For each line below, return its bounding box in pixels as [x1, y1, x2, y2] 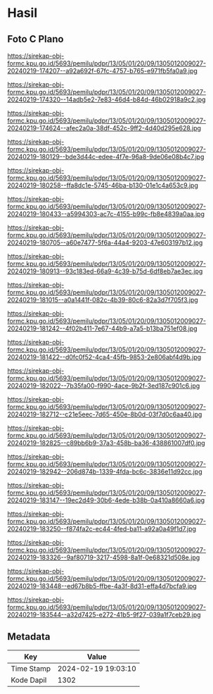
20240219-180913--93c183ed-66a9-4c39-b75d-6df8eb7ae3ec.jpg [7, 267, 203, 275]
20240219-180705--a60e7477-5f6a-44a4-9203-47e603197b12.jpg [7, 238, 203, 247]
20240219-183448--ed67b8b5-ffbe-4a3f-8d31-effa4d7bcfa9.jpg [7, 582, 197, 590]
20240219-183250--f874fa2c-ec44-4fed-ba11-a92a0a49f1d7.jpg [7, 525, 197, 533]
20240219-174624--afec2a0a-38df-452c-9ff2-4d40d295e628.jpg [7, 124, 202, 132]
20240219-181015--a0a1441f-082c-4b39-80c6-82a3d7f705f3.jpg [7, 296, 198, 304]
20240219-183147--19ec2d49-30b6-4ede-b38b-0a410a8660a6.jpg [7, 496, 205, 504]
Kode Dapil [11, 675, 47, 685]
